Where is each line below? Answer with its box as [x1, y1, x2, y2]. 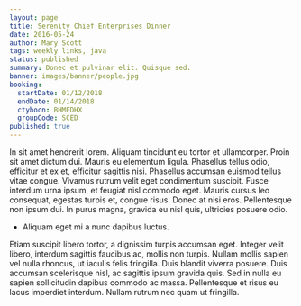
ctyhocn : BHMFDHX [17, 105, 83, 114]
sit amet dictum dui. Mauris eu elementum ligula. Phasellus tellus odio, [9, 157, 270, 166]
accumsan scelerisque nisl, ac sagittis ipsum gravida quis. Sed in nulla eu [9, 267, 282, 278]
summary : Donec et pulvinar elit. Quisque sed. [9, 64, 192, 73]
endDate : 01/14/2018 [17, 96, 95, 106]
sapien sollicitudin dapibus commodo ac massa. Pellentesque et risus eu [9, 277, 279, 288]
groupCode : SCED [17, 113, 78, 122]
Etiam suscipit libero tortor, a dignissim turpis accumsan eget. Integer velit [9, 239, 284, 249]
